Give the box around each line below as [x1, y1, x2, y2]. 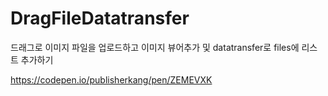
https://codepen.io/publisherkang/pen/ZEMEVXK [10, 73, 213, 86]
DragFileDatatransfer [10, 7, 190, 30]
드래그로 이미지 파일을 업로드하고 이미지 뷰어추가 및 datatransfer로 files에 [10, 41, 300, 53]
